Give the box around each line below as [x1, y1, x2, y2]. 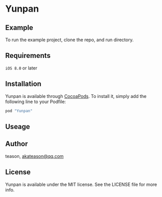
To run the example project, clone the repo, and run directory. [5, 37, 134, 43]
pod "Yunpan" [5, 108, 33, 113]
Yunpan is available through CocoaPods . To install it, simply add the [5, 93, 147, 99]
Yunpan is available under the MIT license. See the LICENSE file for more [5, 181, 157, 187]
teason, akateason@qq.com [5, 153, 64, 159]
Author [5, 140, 28, 148]
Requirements [5, 51, 51, 60]
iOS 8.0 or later [5, 64, 37, 71]
